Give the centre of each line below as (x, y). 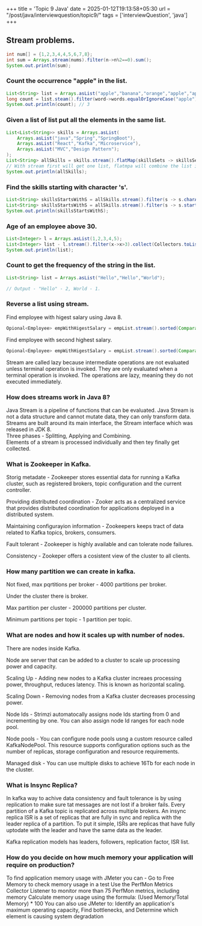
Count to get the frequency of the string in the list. (81, 266)
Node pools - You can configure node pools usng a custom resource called (99, 738)
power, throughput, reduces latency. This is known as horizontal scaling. (96, 684)
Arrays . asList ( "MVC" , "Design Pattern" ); (68, 149)
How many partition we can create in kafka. (71, 571)
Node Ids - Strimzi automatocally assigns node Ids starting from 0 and (93, 714)
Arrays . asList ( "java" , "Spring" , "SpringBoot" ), (76, 138)
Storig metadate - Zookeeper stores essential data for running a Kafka (93, 477)
